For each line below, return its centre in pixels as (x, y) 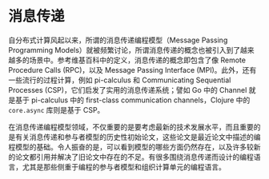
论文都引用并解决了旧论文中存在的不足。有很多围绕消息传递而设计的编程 (134, 157)
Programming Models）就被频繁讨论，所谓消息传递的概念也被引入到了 (124, 50)
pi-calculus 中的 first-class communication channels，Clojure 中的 (141, 100)
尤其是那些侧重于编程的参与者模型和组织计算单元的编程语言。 (124, 167)
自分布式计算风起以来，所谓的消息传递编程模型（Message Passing (118, 40)
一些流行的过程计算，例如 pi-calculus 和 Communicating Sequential (120, 80)
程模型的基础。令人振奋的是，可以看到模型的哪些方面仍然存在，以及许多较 (131, 147)
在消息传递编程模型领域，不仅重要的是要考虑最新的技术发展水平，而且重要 (131, 127)
